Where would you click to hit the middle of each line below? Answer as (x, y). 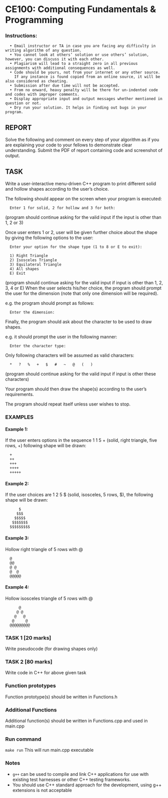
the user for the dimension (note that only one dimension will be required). (82, 293)
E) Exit (18, 273)
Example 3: (17, 538)
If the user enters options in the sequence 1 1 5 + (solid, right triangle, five (81, 440)
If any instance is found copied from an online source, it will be (87, 77)
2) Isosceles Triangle (33, 260)
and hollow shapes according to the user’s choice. (57, 189)
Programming (34, 20)
